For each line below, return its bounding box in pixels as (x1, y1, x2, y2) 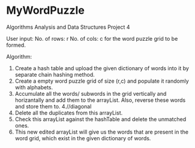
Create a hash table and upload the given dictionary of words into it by (14, 64, 189, 72)
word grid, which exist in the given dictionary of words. (14, 134, 151, 141)
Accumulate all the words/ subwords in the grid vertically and (14, 90, 167, 97)
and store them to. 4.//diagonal (14, 102, 92, 110)
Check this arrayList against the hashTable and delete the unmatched (14, 115, 187, 123)
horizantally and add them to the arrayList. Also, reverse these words (14, 96, 186, 104)
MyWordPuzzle (6, 4, 85, 17)
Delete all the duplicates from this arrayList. (14, 109, 123, 116)
